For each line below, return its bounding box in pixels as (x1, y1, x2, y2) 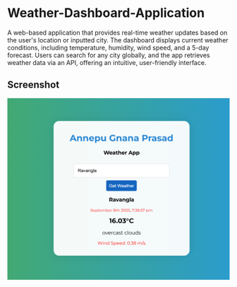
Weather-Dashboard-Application (7, 5, 205, 21)
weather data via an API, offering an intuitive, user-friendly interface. (7, 58, 207, 66)
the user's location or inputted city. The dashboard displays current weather (7, 35, 229, 44)
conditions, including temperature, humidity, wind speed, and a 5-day (7, 43, 209, 52)
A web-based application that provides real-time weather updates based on (7, 28, 228, 37)
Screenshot (7, 79, 60, 91)
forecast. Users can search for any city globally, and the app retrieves (7, 51, 210, 59)
